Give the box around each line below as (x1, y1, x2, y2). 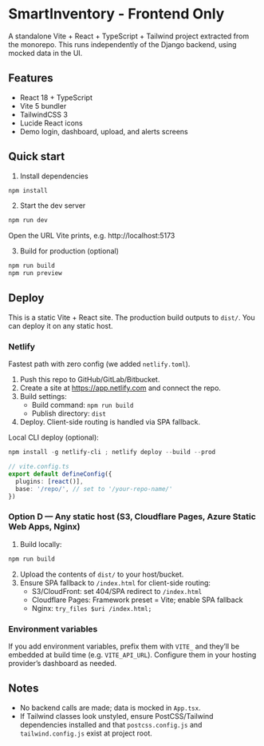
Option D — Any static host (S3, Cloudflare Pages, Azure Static (8, 511, 257, 522)
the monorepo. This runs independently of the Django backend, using (8, 39, 237, 49)
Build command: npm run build (31, 401, 134, 410)
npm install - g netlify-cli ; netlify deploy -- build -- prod (8, 449, 216, 457)
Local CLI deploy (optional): (8, 433, 100, 442)
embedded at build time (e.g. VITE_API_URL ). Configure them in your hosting (8, 649, 257, 660)
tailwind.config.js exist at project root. (19, 728, 153, 738)
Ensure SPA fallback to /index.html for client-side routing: (19, 577, 211, 588)
